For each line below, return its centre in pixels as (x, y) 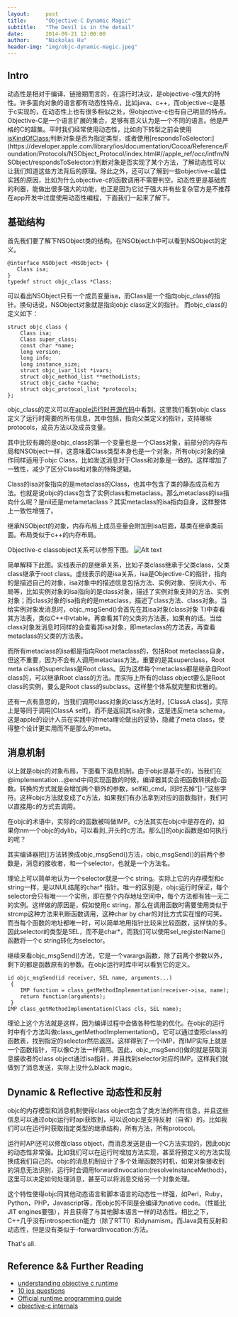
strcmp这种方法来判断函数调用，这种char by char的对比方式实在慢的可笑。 (117, 914)
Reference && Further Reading (75, 1266)
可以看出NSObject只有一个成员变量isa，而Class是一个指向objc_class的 (111, 296)
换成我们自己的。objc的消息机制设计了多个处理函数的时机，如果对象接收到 (116, 1161)
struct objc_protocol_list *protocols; (79, 389)
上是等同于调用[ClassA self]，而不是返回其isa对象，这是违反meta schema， (118, 710)
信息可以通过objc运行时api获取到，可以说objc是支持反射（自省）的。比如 (114, 1120)
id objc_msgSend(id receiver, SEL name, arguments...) (90, 978)
